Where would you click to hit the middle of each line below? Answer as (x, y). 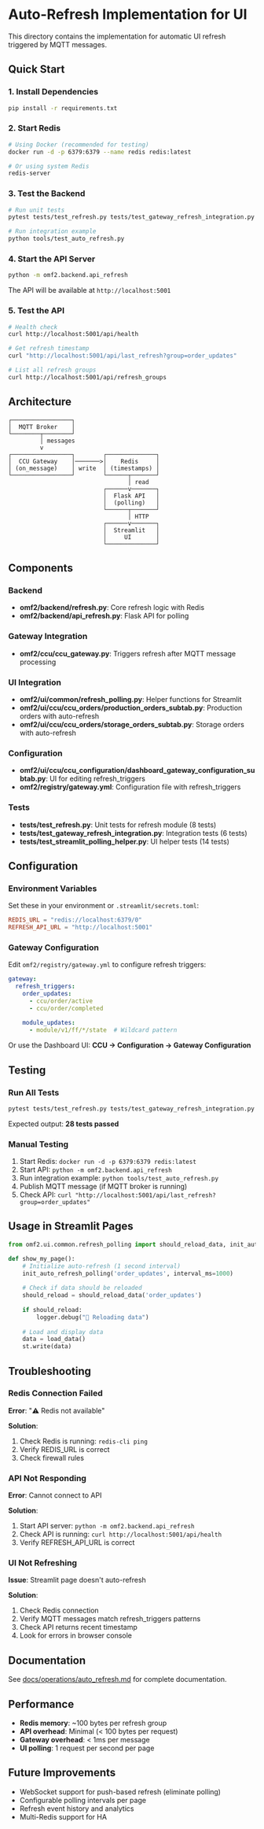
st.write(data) (47, 1347)
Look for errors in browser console (75, 1635)
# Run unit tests (37, 210)
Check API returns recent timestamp (78, 1628)
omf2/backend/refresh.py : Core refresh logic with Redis (112, 608)
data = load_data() (54, 1339)
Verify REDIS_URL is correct (64, 1449)
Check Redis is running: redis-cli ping (83, 1441)
